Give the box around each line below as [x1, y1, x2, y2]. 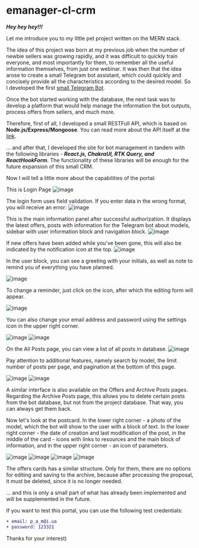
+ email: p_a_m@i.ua [6, 518, 58, 524]
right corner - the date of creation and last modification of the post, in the [6, 429, 186, 436]
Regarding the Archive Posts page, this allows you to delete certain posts [6, 392, 185, 399]
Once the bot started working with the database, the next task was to [6, 96, 176, 103]
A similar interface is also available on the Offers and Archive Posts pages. [6, 386, 188, 393]
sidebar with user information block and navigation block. [6, 228, 147, 235]
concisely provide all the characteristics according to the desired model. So [6, 78, 191, 85]
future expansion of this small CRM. [6, 163, 94, 170]
